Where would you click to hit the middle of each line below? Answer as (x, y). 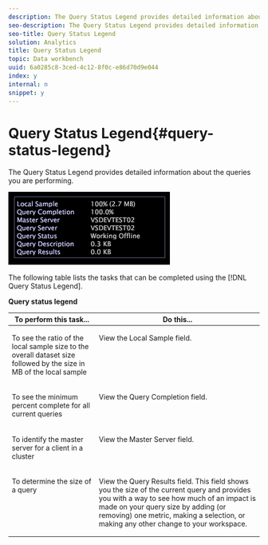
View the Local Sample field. (145, 338)
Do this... (177, 319)
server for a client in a (47, 448)
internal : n (28, 84)
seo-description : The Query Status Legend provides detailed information (134, 25)
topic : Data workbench (46, 59)
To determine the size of (51, 481)
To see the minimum (45, 397)
